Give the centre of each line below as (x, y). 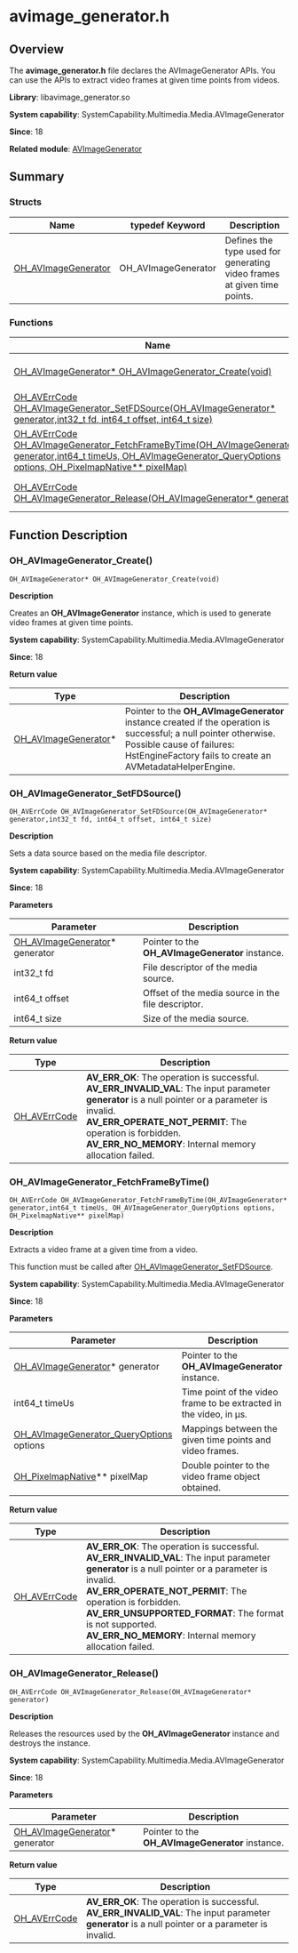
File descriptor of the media (200, 967)
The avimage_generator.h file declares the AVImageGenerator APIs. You (142, 70)
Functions (31, 322)
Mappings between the (229, 1429)
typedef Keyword (168, 225)
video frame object (221, 1476)
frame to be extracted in (231, 1403)
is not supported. (121, 1625)
